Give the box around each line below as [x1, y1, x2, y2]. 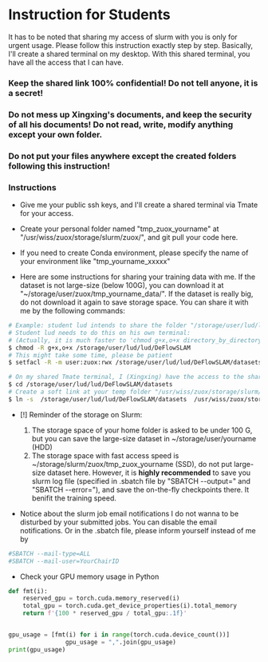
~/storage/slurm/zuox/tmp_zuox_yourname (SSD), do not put [31, 459, 233, 469]
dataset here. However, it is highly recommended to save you [47, 468, 251, 477]
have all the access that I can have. [8, 58, 124, 67]
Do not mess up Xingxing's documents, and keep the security [8, 109, 253, 120]
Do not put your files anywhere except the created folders [8, 150, 237, 162]
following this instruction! [8, 160, 110, 171]
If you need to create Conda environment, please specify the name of [19, 248, 249, 257]
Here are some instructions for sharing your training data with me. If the [19, 272, 256, 281]
